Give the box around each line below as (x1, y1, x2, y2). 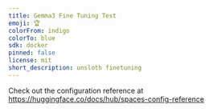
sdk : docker (8, 42, 48, 50)
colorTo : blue (8, 34, 56, 42)
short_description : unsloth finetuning (8, 64, 142, 72)
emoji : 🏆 (8, 19, 41, 27)
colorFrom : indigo (8, 26, 70, 34)
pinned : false (8, 49, 56, 57)
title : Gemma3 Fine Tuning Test (8, 11, 117, 20)
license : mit (8, 57, 52, 65)
